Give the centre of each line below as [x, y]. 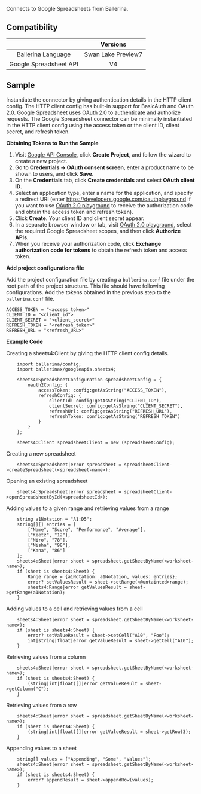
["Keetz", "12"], [49, 535]
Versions [113, 44]
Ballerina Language [44, 54]
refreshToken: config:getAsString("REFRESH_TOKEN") [115, 416]
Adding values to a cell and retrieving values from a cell [74, 609]
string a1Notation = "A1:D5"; [55, 519]
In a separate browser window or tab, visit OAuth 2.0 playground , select [103, 224]
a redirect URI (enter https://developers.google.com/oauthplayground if [103, 199]
